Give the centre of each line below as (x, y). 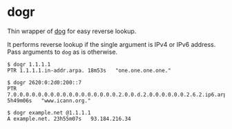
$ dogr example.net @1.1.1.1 (49, 112)
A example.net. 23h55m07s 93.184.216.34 (69, 119)
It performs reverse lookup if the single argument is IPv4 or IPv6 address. (112, 44)
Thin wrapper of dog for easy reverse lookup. (72, 31)
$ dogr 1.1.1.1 (29, 64)
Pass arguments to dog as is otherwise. (62, 52)
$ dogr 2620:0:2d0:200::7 (44, 82)
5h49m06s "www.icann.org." (49, 101)
